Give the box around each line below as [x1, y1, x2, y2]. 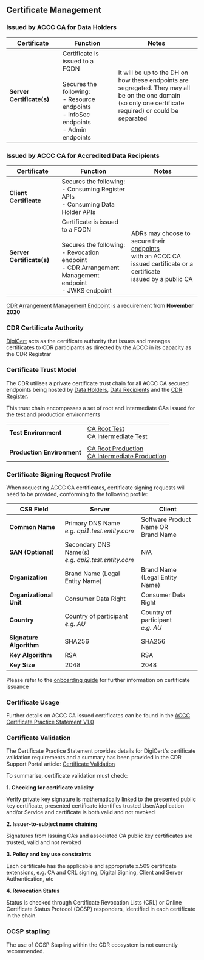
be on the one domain [118, 91, 181, 99]
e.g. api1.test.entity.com [64, 527, 134, 535]
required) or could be [118, 106, 179, 115]
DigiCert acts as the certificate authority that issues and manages [6, 338, 171, 345]
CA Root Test [87, 424, 124, 433]
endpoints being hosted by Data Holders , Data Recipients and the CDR [6, 386, 183, 393]
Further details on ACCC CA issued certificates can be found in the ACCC [6, 712, 190, 719]
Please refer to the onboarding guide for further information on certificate [6, 676, 190, 683]
